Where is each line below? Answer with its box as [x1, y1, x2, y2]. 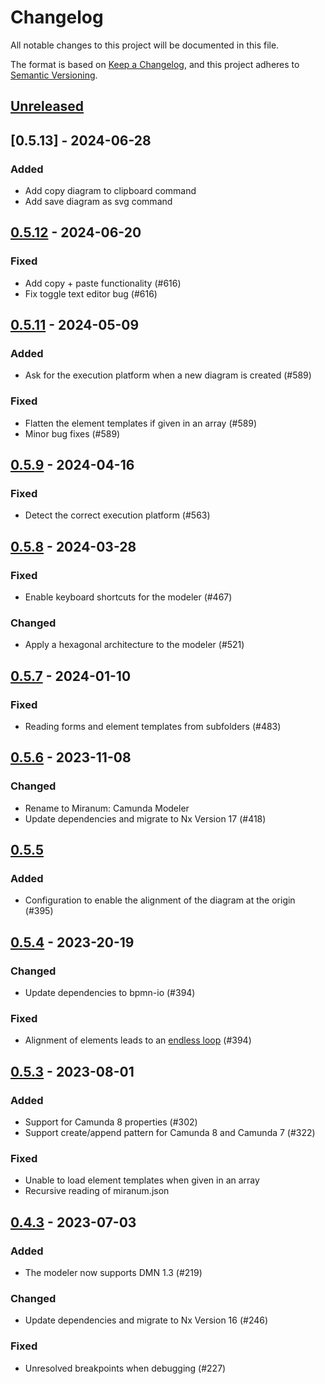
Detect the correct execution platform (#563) [24, 509, 211, 521]
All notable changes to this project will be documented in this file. [10, 39, 280, 51]
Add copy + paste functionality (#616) [24, 277, 182, 289]
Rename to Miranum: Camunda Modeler [24, 802, 190, 814]
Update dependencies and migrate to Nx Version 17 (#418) [24, 812, 267, 825]
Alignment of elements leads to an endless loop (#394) [24, 1034, 252, 1046]
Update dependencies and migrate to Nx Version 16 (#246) [24, 1314, 269, 1326]
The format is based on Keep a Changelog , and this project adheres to [10, 58, 300, 70]
